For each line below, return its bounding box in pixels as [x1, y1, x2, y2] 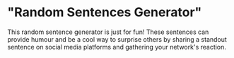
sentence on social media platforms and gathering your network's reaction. [7, 42, 226, 51]
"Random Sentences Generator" [7, 4, 202, 21]
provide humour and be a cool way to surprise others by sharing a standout [7, 35, 228, 43]
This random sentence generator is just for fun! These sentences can [7, 28, 209, 36]
